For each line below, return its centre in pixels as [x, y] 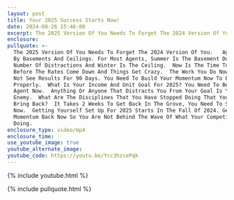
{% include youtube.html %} [48, 175]
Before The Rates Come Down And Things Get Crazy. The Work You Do [115, 72]
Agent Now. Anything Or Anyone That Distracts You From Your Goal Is [118, 91]
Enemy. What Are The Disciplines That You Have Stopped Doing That [115, 98]
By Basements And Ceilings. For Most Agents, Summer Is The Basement [116, 59]
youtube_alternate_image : [45, 149]
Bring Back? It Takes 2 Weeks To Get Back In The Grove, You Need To [118, 104]
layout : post [26, 14]
